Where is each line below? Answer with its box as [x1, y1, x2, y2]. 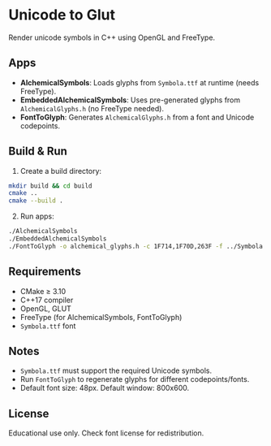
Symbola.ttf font [19, 321, 76, 331]
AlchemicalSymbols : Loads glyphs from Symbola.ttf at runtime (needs [19, 77, 260, 87]
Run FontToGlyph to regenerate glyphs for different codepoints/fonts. [19, 375, 250, 384]
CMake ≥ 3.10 [19, 286, 67, 296]
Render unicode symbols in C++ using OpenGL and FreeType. [8, 32, 216, 42]
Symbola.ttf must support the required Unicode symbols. [19, 366, 213, 375]
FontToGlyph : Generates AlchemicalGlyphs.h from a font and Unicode [19, 112, 255, 122]
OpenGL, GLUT [19, 303, 71, 314]
